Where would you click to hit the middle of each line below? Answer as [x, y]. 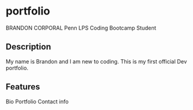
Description [28, 47]
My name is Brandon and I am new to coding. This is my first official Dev [96, 61]
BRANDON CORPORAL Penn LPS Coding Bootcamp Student [81, 28]
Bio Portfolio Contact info [37, 102]
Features [23, 87]
